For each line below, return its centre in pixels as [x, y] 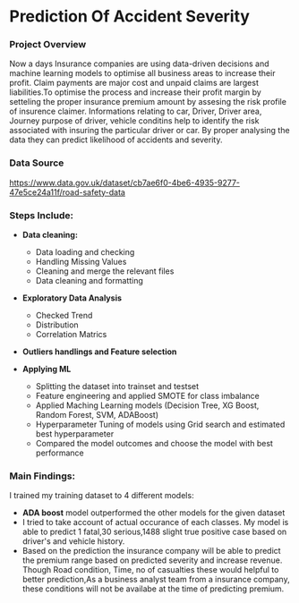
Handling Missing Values [81, 262]
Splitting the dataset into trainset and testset [117, 386]
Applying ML [47, 369]
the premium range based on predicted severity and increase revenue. [152, 560]
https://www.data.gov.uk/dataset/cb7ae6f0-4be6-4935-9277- [124, 183]
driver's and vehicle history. [73, 541]
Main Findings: [43, 476]
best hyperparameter [75, 434]
